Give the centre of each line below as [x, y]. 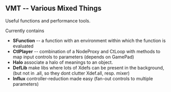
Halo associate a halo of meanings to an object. [63, 62]
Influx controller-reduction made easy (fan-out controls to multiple [83, 78]
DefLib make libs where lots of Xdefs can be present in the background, [88, 67]
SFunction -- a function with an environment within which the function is [89, 40]
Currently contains [25, 31]
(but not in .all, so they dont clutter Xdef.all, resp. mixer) [71, 73]
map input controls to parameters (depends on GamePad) [73, 57]
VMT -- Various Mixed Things [54, 8]
